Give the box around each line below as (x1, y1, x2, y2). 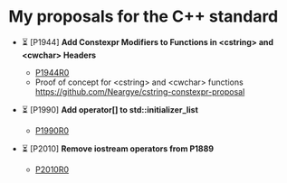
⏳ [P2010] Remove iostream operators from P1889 (21, 142, 215, 154)
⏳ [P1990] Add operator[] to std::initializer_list (21, 104, 198, 114)
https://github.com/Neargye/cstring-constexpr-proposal (34, 86, 245, 96)
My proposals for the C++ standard (8, 6, 279, 27)
